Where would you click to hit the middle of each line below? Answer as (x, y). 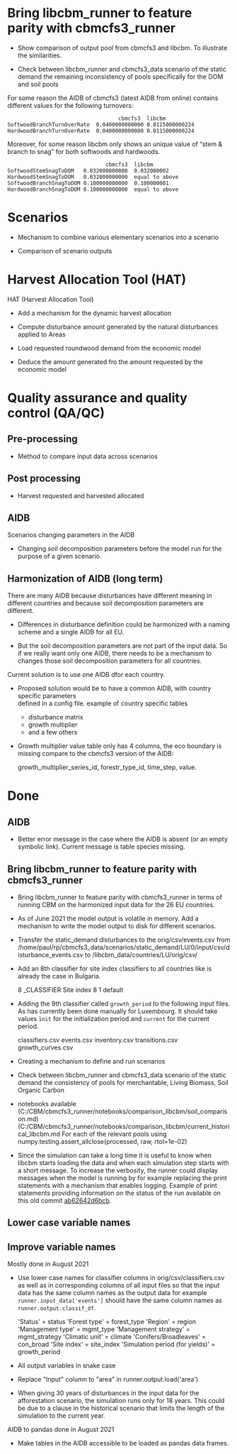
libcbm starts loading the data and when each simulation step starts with (123, 1163)
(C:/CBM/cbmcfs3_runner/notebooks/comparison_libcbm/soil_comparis (122, 1111)
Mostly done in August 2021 (48, 1264)
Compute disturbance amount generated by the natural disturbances (118, 326)
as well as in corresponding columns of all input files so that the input (118, 1285)
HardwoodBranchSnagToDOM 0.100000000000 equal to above (93, 189)
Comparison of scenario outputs (65, 250)
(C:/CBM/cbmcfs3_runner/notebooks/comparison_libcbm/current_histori (123, 1127)
